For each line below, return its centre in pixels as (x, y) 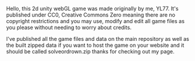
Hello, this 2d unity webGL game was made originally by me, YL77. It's (92, 9)
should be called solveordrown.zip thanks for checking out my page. (90, 52)
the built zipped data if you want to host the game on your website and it (95, 45)
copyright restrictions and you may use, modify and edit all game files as (95, 21)
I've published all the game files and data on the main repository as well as (98, 39)
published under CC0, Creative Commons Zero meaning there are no (91, 15)
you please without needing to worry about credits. (69, 27)
